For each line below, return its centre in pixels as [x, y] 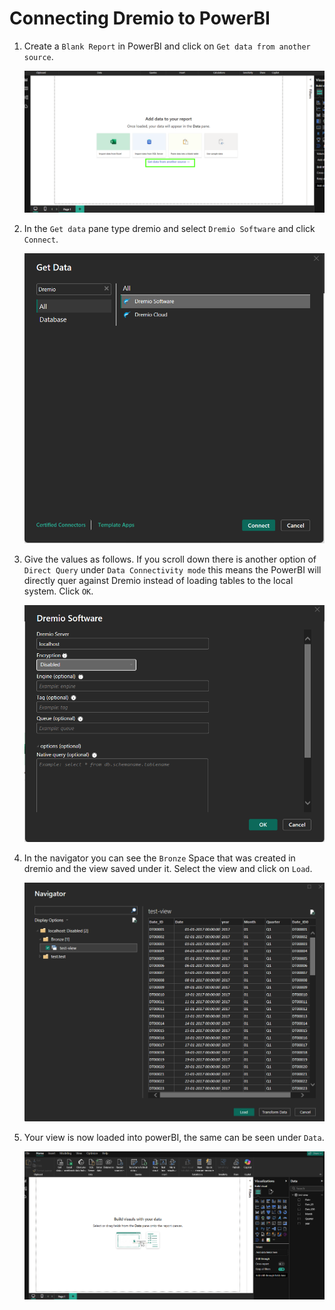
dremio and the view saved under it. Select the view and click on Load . [168, 868]
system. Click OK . [58, 591]
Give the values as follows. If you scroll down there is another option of [170, 559]
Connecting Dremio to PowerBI [140, 18]
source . [38, 56]
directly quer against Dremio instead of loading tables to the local [158, 581]
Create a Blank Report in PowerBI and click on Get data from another [167, 46]
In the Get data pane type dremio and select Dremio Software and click [169, 228]
